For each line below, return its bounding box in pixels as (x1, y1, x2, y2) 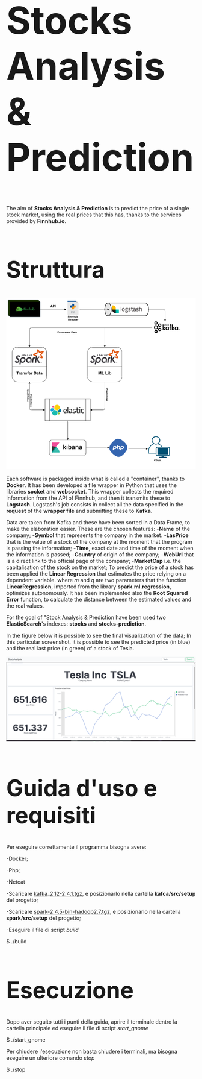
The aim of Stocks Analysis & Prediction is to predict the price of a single (6, 205, 189, 212)
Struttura (6, 256, 105, 283)
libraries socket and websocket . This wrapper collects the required (6, 488, 174, 495)
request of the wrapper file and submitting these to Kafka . (6, 507, 153, 514)
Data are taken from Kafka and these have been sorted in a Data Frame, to (6, 518, 191, 526)
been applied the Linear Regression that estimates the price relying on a (6, 570, 186, 577)
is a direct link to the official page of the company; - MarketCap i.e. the (6, 557, 182, 564)
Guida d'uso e (6, 773, 158, 802)
